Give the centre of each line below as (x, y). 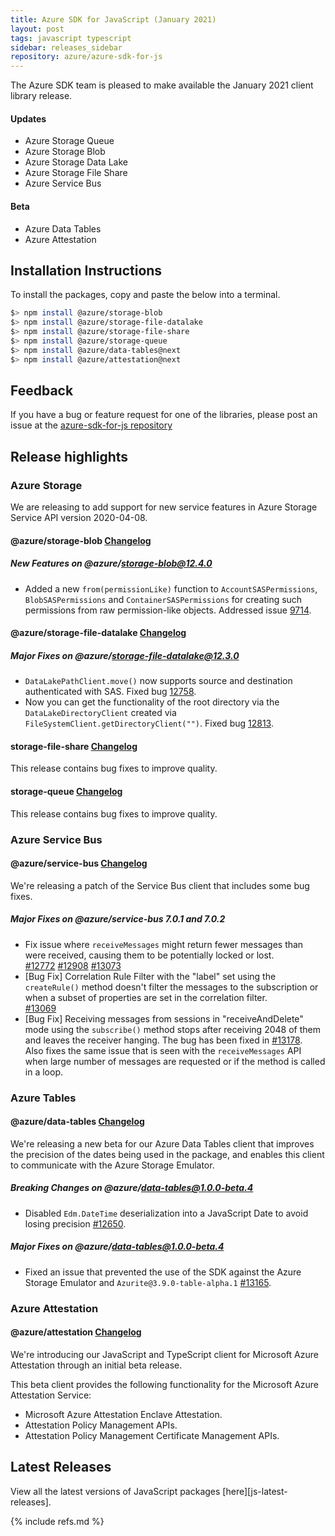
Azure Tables (43, 1098)
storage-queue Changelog (66, 792)
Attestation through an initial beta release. (96, 1365)
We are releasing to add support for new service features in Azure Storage (164, 507)
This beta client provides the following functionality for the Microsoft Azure (165, 1384)
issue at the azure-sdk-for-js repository (91, 425)
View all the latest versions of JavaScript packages (115, 1491)
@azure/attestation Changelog (76, 1332)
